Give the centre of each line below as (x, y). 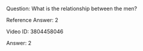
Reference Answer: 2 (32, 20)
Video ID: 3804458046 (35, 31)
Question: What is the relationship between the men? (71, 9)
